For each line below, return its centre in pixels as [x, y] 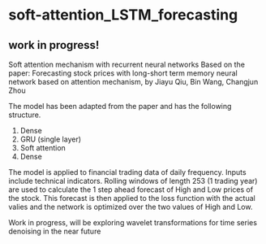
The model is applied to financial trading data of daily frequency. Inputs [127, 172]
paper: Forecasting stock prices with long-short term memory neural [123, 73]
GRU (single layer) [51, 139]
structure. [25, 115]
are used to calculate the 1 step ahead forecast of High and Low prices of [131, 190]
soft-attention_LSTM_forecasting [123, 15]
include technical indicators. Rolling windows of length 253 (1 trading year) [133, 181]
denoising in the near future [55, 231]
